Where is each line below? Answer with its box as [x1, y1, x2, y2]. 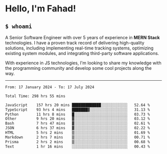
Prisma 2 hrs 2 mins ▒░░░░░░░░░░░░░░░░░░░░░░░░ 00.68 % [5, 139, 150, 144]
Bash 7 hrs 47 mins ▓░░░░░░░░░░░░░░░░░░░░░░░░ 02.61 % [5, 121, 150, 126]
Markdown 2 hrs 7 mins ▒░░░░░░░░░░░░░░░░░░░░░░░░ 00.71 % [5, 135, 150, 140]
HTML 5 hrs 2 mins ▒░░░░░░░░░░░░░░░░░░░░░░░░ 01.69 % [5, 130, 150, 135]
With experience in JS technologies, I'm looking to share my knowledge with [5, 60, 162, 66]
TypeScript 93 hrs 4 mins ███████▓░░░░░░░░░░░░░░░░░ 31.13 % [5, 107, 150, 112]
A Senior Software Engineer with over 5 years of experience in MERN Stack [5, 35, 160, 40]
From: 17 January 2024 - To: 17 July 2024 [5, 85, 94, 90]
